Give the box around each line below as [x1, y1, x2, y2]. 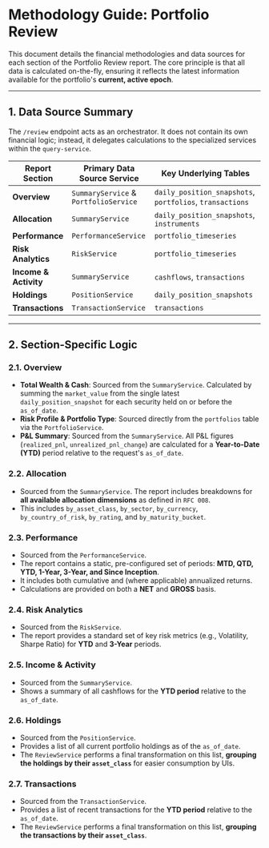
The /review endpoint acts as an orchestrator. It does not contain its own [8, 127, 248, 136]
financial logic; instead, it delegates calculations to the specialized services [8, 135, 257, 145]
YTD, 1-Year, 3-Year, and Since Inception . [19, 567, 160, 577]
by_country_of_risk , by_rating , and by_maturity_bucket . [19, 512, 207, 521]
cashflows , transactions [154, 271, 246, 282]
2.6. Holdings [8, 714, 62, 725]
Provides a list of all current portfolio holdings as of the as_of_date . [19, 741, 242, 750]
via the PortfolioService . [19, 423, 104, 432]
